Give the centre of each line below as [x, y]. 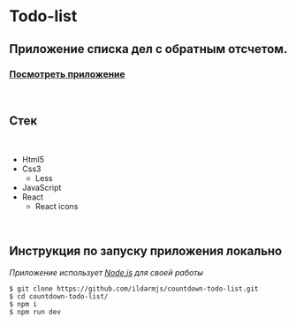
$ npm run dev [35, 312]
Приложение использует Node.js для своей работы [106, 272]
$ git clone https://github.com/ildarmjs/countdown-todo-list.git [134, 289]
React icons [57, 206]
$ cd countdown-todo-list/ [59, 296]
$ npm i [23, 304]
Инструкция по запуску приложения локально [146, 251]
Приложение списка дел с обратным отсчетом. [148, 49]
